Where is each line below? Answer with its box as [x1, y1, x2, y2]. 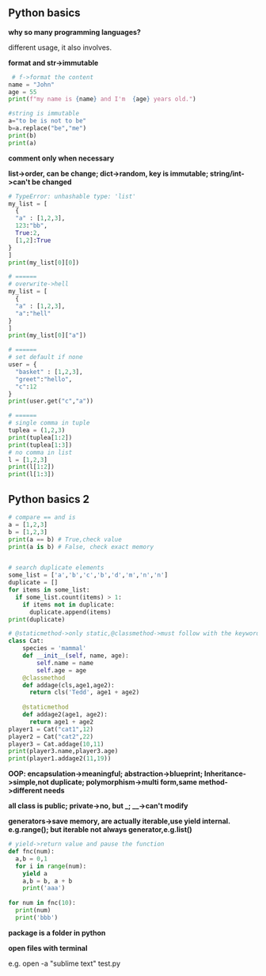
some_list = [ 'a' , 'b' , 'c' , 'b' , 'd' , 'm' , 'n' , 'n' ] [8, 571, 169, 580]
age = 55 [8, 88, 37, 96]
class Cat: [8, 637, 44, 645]
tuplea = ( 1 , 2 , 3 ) [8, 426, 66, 434]
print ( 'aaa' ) [22, 884, 66, 892]
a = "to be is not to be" [8, 117, 87, 125]
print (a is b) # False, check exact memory [8, 543, 154, 550]
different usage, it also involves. [8, 43, 112, 52]
